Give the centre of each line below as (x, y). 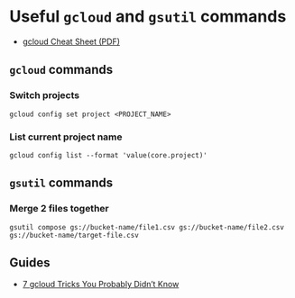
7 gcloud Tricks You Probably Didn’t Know (101, 284)
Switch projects (45, 95)
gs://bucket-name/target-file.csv (74, 235)
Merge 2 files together (60, 209)
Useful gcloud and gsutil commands (148, 17)
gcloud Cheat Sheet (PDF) (71, 41)
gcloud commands (61, 70)
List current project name (66, 137)
